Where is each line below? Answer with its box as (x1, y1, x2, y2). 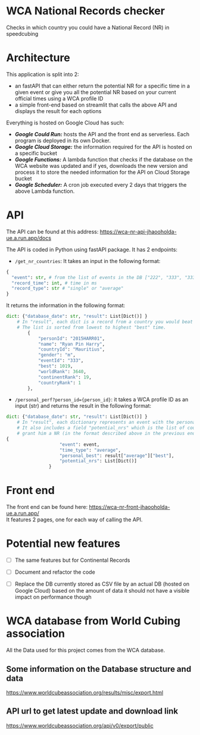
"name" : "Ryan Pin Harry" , (37, 341, 105, 347)
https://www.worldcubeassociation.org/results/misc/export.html (6, 689, 164, 696)
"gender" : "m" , (37, 352, 76, 358)
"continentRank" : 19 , (37, 374, 92, 380)
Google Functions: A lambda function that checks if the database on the (14, 156, 193, 163)
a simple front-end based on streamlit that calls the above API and (14, 101, 177, 108)
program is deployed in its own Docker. (14, 137, 111, 144)
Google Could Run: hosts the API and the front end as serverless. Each (14, 130, 189, 137)
